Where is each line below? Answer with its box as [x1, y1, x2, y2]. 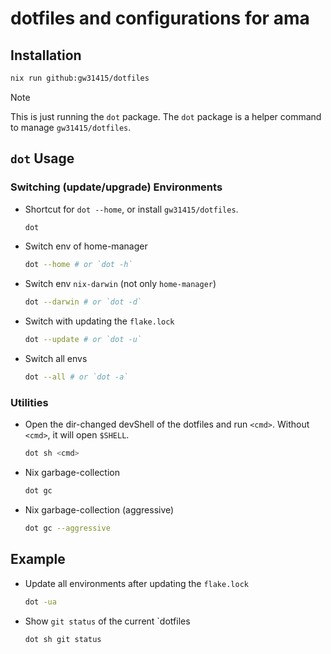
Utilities [10, 395, 49, 409]
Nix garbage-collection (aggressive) [24, 503, 175, 516]
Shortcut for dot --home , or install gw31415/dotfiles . [24, 203, 239, 215]
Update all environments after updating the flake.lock [24, 577, 249, 589]
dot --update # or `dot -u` [24, 335, 142, 345]
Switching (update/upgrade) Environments [10, 180, 223, 194]
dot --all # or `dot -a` [24, 372, 129, 382]
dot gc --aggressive [24, 523, 111, 533]
